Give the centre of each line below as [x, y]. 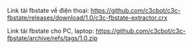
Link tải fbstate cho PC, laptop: [51, 31]
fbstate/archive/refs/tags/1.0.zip [53, 38]
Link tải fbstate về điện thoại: [48, 11]
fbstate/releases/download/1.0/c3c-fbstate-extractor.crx [87, 18]
